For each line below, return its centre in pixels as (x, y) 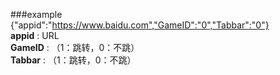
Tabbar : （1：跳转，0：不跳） (73, 60)
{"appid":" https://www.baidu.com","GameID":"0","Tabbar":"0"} (140, 25)
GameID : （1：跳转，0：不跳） (75, 47)
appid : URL (35, 35)
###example (36, 14)
